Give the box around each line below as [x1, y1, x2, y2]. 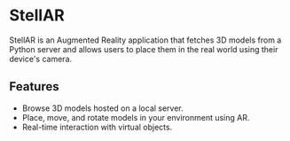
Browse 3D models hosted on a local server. [21, 103, 184, 114]
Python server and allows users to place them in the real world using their [9, 43, 278, 54]
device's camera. [9, 53, 73, 64]
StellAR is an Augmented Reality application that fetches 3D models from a [9, 35, 282, 45]
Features [9, 79, 59, 94]
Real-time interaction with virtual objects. [21, 121, 173, 132]
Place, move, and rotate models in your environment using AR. [21, 112, 250, 122]
